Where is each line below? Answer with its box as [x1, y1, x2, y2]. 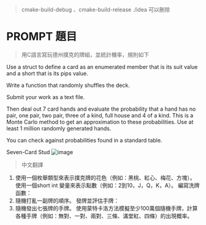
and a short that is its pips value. [6, 70, 89, 77]
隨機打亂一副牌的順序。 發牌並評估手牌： [15, 197, 120, 204]
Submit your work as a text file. [6, 93, 85, 100]
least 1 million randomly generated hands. [6, 125, 112, 132]
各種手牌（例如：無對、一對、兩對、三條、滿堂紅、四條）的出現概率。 [15, 212, 193, 219]
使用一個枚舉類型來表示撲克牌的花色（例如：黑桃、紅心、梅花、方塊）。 [15, 174, 196, 181]
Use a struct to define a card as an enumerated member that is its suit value [6, 63, 198, 70]
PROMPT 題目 [6, 30, 77, 43]
